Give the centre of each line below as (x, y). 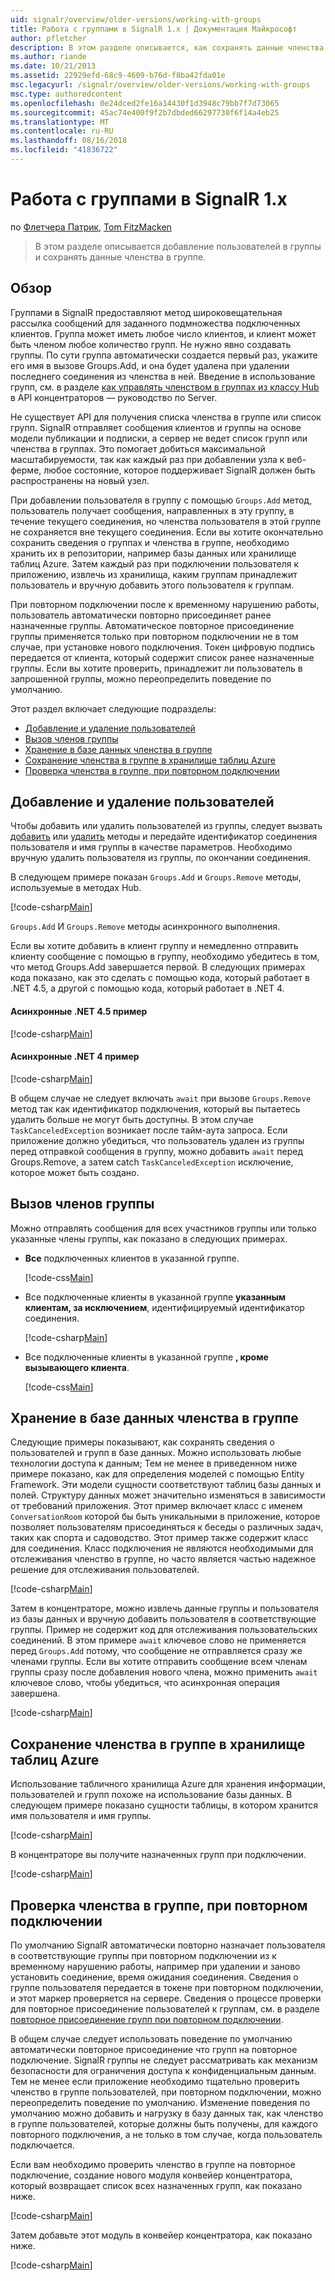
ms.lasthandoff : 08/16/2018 (69, 141)
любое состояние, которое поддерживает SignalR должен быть (179, 470)
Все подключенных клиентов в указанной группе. (132, 1258)
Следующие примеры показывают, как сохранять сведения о (142, 1442)
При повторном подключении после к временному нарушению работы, (165, 604)
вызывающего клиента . (77, 1367)
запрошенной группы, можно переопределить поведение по (141, 678)
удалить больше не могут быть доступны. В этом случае (132, 1119)
